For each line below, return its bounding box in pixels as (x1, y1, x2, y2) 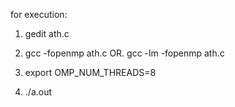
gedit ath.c (24, 28, 70, 39)
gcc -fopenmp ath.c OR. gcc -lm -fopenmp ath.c (24, 47, 225, 59)
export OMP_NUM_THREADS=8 (24, 67, 157, 78)
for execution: (10, 9, 68, 20)
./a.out (24, 86, 53, 98)
